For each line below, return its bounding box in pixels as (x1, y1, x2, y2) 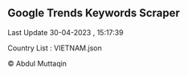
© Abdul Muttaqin (7, 58, 67, 68)
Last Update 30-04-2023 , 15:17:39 (7, 27, 124, 37)
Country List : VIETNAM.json (7, 43, 102, 53)
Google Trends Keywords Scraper (7, 6, 180, 20)
